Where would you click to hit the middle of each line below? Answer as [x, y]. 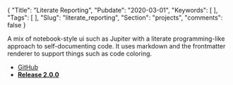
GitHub [28, 67]
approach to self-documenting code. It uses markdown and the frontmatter [116, 46]
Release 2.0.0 [38, 74]
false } [17, 25]
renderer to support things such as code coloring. [80, 53]
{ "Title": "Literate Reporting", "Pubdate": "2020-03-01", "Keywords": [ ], [113, 10]
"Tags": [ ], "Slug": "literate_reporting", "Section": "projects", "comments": [115, 18]
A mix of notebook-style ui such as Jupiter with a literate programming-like [116, 39]
